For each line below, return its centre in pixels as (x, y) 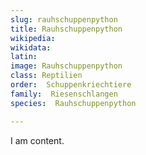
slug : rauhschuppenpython (64, 19)
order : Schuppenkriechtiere (71, 85)
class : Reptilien (46, 76)
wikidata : (31, 47)
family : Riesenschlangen (64, 94)
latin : (24, 57)
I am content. (37, 140)
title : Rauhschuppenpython (66, 29)
